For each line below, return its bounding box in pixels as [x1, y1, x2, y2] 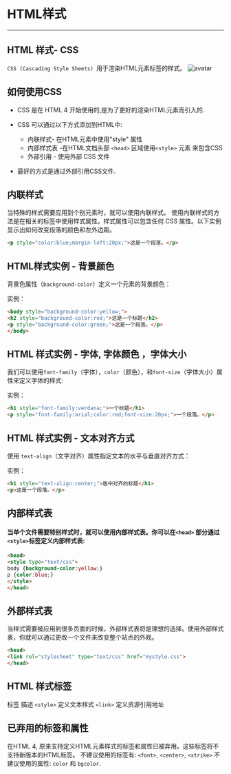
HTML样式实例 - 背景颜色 [7, 260, 115, 272]
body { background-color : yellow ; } [7, 565, 103, 572]
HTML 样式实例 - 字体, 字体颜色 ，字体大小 [7, 348, 187, 360]
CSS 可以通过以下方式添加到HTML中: [16, 120, 122, 128]
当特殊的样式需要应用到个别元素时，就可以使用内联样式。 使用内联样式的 [7, 208, 214, 217]
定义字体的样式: [19, 376, 64, 385]
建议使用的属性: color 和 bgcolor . [7, 759, 101, 767]
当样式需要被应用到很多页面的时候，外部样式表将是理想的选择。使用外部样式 [7, 624, 224, 633]
